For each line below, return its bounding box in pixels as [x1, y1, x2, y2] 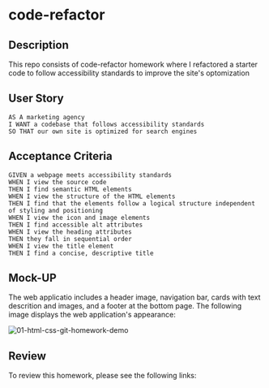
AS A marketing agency [8, 113, 85, 121]
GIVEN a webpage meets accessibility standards [8, 170, 173, 179]
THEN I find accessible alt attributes [8, 221, 143, 229]
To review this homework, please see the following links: [8, 371, 197, 381]
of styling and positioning [8, 206, 104, 214]
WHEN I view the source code [8, 178, 107, 186]
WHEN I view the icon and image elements [8, 213, 151, 222]
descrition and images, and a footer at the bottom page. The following [8, 301, 241, 311]
